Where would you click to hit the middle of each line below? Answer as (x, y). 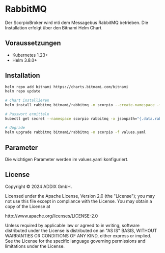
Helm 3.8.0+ (25, 60)
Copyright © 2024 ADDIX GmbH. (39, 186)
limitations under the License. (35, 246)
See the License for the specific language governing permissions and (75, 241)
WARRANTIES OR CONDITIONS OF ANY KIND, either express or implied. (78, 235)
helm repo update (23, 92)
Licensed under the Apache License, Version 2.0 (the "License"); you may (80, 196)
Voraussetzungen (33, 43)
